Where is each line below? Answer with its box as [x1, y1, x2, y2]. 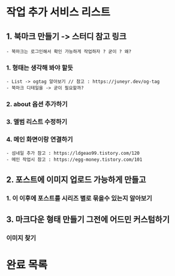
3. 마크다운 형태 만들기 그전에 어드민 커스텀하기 [6, 214, 170, 225]
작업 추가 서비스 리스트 [6, 5, 111, 19]
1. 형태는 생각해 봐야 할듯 [6, 64, 74, 72]
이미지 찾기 [6, 234, 37, 242]
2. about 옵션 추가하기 [6, 100, 68, 109]
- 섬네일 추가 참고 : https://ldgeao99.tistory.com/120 [6, 151, 140, 157]
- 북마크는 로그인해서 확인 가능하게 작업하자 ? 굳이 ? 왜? [6, 49, 132, 55]
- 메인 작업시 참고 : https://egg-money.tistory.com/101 [6, 157, 143, 163]
